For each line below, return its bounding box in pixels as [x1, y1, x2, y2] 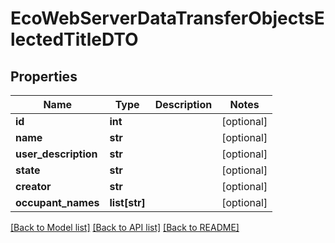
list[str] [109, 196, 146, 209]
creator [15, 180, 52, 193]
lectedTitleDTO [10, 28, 139, 51]
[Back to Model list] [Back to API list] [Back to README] [10, 222, 240, 233]
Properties [10, 68, 78, 85]
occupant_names [15, 196, 100, 209]
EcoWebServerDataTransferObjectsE [10, 7, 325, 30]
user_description [15, 147, 98, 161]
